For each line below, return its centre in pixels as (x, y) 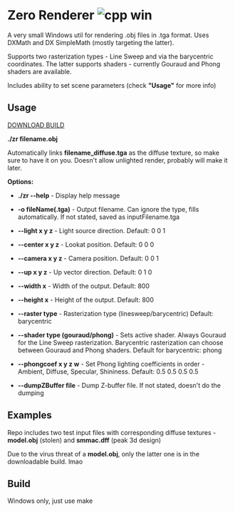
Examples (30, 415)
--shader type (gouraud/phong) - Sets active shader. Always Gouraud (122, 334)
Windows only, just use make (50, 501)
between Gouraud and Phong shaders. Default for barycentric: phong (120, 350)
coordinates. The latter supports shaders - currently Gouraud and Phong (114, 63)
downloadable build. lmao (45, 461)
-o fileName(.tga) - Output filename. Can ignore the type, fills (108, 209)
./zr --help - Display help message (69, 195)
